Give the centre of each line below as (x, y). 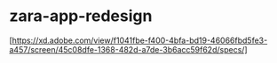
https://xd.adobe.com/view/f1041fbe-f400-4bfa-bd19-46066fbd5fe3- (140, 40)
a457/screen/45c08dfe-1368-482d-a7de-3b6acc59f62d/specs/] (128, 49)
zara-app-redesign (81, 16)
